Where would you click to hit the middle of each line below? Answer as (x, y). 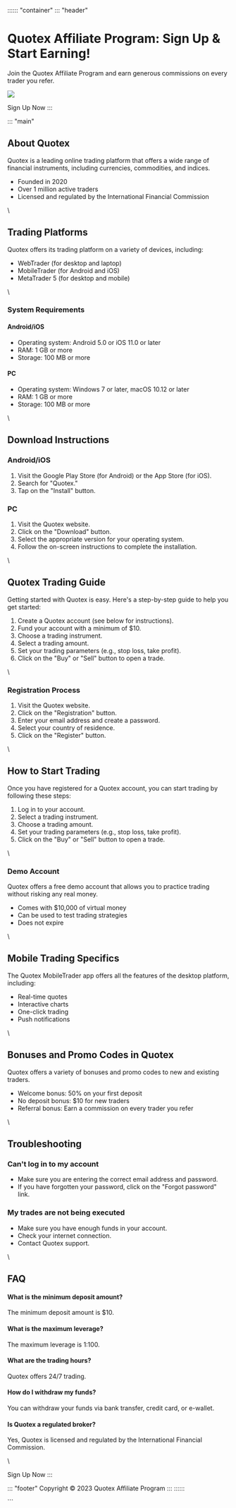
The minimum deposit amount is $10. (61, 1313)
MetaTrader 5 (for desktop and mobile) (74, 278)
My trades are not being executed (66, 1212)
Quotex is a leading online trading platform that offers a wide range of (108, 160)
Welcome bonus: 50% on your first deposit (80, 1093)
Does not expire (41, 923)
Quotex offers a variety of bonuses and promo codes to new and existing (113, 1072)
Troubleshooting (45, 1144)
